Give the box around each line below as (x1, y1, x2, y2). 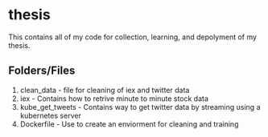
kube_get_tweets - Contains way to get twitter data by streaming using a (19, 102, 261, 111)
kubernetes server (19, 111, 82, 120)
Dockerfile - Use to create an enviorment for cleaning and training (19, 119, 239, 129)
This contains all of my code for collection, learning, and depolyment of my (8, 32, 258, 42)
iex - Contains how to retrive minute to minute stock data (19, 94, 209, 103)
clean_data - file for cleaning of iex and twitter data (19, 85, 190, 95)
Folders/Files (8, 64, 76, 78)
